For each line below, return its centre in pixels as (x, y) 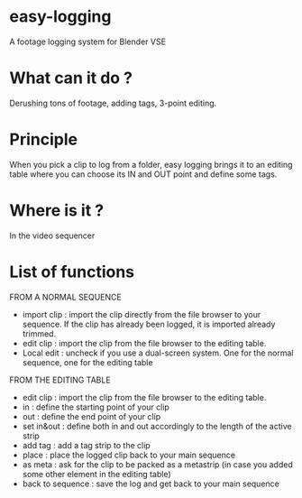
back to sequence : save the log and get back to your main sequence (151, 484)
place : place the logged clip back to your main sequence (129, 455)
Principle (44, 139)
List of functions (72, 272)
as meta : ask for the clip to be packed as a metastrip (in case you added (157, 464)
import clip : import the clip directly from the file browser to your (142, 314)
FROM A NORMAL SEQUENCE (65, 297)
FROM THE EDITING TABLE (60, 380)
